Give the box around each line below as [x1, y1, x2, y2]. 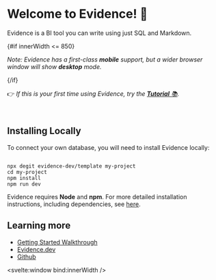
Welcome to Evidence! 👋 [7, 6, 148, 22]
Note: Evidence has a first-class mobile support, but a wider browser [7, 55, 203, 64]
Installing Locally [7, 125, 81, 137]
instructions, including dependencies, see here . [7, 200, 141, 208]
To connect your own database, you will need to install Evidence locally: [7, 143, 210, 151]
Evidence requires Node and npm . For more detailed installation [7, 192, 187, 201]
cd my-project [7, 168, 48, 175]
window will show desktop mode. [7, 62, 102, 71]
